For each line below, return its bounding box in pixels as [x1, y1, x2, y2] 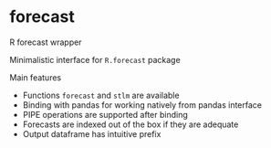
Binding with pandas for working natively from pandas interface [22, 99, 263, 111]
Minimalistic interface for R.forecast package [9, 54, 181, 65]
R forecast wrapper [9, 37, 82, 48]
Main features [9, 71, 62, 83]
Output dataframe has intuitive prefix [22, 128, 162, 139]
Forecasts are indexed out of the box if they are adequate [22, 119, 239, 130]
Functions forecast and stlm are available [22, 90, 180, 100]
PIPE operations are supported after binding [22, 109, 189, 120]
